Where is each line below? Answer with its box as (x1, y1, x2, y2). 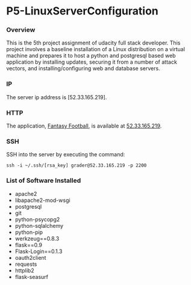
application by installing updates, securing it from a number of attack (6, 58, 178, 66)
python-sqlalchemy (14, 222, 64, 229)
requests (14, 260, 37, 268)
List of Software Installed (6, 176, 81, 185)
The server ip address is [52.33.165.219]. (6, 93, 107, 100)
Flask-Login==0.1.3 (14, 248, 63, 255)
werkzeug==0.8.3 (14, 234, 60, 242)
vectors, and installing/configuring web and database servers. (6, 65, 161, 72)
